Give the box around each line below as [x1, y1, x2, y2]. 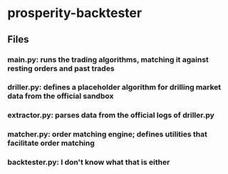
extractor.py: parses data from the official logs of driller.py [7, 110, 215, 120]
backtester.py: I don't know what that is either [7, 158, 170, 168]
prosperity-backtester [7, 5, 142, 21]
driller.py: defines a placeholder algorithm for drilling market [7, 82, 222, 92]
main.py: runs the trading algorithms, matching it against [7, 55, 209, 65]
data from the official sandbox [7, 91, 114, 101]
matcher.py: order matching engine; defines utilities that [7, 129, 208, 139]
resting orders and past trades [7, 63, 115, 73]
